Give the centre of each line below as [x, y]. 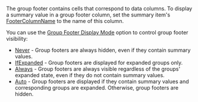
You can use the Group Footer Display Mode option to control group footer [97, 32]
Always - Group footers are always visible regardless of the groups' [98, 69]
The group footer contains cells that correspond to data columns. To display [99, 9]
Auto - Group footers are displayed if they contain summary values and [102, 81]
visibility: [17, 39]
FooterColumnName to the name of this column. [65, 21]
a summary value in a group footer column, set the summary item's [88, 15]
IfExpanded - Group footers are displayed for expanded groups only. [99, 62]
